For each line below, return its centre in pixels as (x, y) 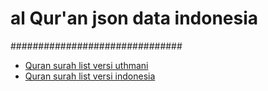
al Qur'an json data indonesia (134, 18)
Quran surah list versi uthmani (86, 65)
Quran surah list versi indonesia (90, 76)
